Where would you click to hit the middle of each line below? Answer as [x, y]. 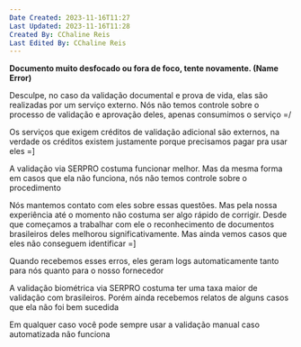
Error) [21, 78]
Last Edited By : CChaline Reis [68, 43]
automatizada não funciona [60, 334]
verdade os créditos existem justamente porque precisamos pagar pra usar [148, 142]
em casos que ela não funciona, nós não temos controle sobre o [128, 178]
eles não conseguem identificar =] [73, 243]
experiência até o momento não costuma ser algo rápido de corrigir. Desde [148, 215]
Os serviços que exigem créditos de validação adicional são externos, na [145, 132]
